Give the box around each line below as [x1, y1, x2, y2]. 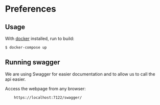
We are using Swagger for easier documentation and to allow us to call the [5, 71, 156, 77]
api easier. [5, 76, 26, 82]
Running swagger [5, 58, 60, 67]
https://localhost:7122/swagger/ [14, 95, 82, 100]
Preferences [5, 3, 56, 15]
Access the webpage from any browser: [5, 86, 86, 91]
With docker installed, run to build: [5, 35, 74, 41]
